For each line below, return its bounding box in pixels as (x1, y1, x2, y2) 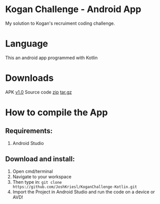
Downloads (5, 72, 54, 84)
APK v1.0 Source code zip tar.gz (5, 89, 72, 95)
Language (5, 38, 48, 49)
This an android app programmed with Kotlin (5, 55, 98, 61)
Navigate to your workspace (12, 173, 72, 180)
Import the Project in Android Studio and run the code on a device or (12, 188, 155, 195)
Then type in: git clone (12, 179, 62, 185)
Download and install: (5, 155, 75, 164)
